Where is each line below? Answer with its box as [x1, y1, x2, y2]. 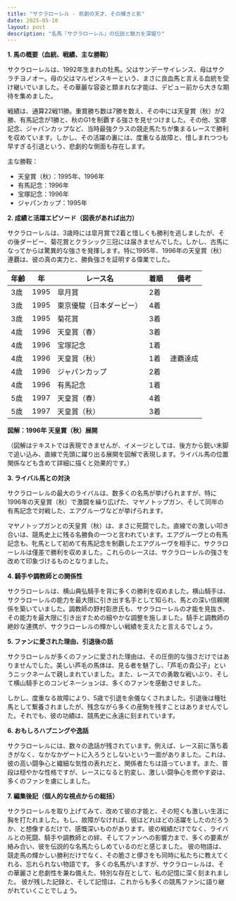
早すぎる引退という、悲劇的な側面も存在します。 [7, 142, 149, 151]
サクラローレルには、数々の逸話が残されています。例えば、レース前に [7, 741, 210, 750]
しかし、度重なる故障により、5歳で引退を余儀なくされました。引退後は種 [7, 694, 221, 702]
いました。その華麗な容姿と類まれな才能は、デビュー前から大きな [31, 83, 223, 92]
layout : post [7, 23, 46, 30]
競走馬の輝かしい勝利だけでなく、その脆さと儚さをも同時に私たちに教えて [7, 851, 223, 859]
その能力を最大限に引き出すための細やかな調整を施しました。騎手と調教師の [7, 613, 230, 622]
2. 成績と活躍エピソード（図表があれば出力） [7, 213, 139, 223]
